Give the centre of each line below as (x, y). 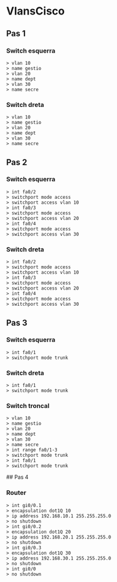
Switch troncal (28, 406)
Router (16, 493)
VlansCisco (35, 11)
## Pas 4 (17, 477)
